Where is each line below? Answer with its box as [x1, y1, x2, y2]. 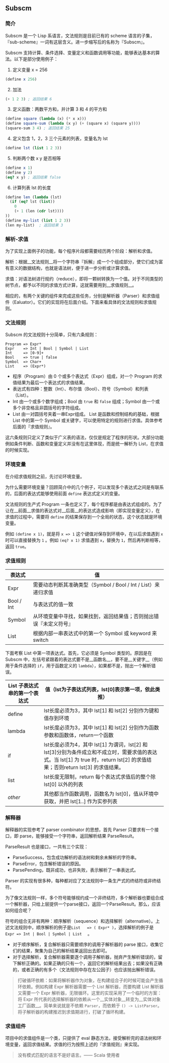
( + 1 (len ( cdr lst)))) [14, 209, 64, 214]
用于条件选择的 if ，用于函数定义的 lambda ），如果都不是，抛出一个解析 [5, 662, 152, 668]
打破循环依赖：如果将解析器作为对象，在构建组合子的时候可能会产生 [17, 977, 159, 983]
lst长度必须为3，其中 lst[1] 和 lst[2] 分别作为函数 [43, 724, 159, 731]
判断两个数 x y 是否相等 [12, 155, 61, 161]
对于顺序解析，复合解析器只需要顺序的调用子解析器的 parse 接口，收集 [12, 941, 159, 947]
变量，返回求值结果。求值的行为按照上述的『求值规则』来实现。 [9, 1041, 142, 1047]
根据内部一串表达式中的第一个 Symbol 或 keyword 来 [33, 630, 157, 637]
